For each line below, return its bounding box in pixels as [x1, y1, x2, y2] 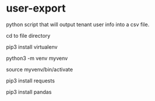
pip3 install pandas [6, 88, 52, 95]
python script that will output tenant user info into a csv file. [6, 21, 150, 28]
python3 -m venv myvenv [6, 55, 68, 62]
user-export [6, 2, 66, 15]
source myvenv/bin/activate [6, 66, 73, 73]
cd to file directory [6, 32, 51, 39]
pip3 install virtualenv [6, 43, 58, 50]
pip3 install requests [6, 77, 55, 84]
